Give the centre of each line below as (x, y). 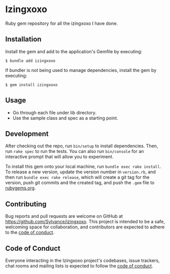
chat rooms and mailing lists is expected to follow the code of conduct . (79, 266)
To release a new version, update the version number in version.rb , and (81, 172)
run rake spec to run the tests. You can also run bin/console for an (75, 151)
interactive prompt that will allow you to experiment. (59, 157)
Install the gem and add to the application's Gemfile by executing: (74, 51)
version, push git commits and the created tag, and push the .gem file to (80, 183)
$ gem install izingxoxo (31, 85)
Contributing (26, 204)
